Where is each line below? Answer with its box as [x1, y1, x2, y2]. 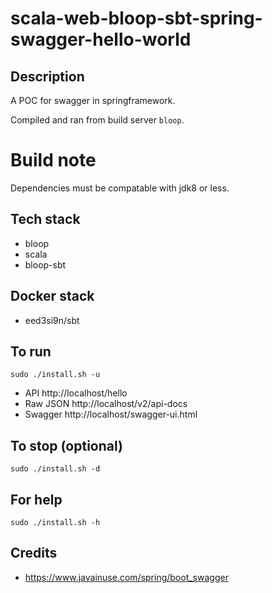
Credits [10, 545, 58, 562]
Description [10, 68, 85, 85]
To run [10, 343, 52, 360]
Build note [10, 149, 97, 172]
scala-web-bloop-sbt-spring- [10, 7, 263, 30]
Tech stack [10, 211, 81, 228]
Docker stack [10, 288, 95, 305]
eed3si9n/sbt [24, 314, 80, 326]
